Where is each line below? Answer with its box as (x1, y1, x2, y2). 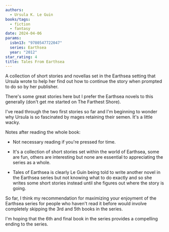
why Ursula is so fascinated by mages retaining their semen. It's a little (5, 114, 153, 120)
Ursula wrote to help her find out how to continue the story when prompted (5, 78, 162, 84)
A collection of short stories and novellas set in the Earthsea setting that (5, 73, 156, 79)
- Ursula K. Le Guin (10, 12, 53, 17)
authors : (5, 7, 24, 13)
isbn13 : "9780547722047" (10, 40, 62, 45)
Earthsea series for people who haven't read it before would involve (5, 201, 147, 207)
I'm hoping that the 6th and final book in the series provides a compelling (5, 216, 158, 222)
